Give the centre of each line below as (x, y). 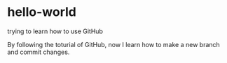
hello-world (42, 12)
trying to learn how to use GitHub (55, 31)
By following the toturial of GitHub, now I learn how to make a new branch (114, 44)
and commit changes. (39, 52)
